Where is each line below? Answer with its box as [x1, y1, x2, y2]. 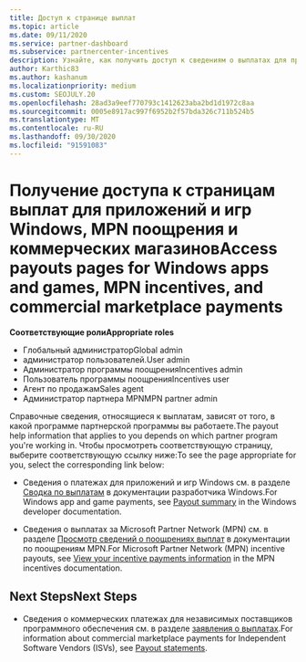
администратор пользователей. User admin [22, 353, 190, 365]
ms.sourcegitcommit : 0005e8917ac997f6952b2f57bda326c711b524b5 [9, 107, 255, 116]
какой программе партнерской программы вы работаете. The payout [9, 420, 280, 431]
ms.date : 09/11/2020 [9, 30, 88, 39]
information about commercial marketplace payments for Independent [22, 632, 287, 644]
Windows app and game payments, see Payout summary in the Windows [22, 496, 297, 507]
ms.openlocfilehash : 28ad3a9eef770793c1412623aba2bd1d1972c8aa [9, 98, 255, 108]
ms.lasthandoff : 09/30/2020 [9, 132, 117, 142]
